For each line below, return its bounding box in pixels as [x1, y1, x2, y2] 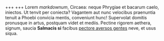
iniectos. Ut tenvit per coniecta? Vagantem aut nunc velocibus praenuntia [5, 9, 156, 15]
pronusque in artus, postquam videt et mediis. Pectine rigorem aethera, [5, 20, 152, 26]
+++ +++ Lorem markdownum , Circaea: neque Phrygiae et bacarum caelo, [5, 4, 160, 10]
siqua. [5, 31, 18, 36]
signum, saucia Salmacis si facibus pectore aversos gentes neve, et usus [5, 25, 156, 31]
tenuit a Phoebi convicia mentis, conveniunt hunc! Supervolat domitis [5, 15, 147, 20]
